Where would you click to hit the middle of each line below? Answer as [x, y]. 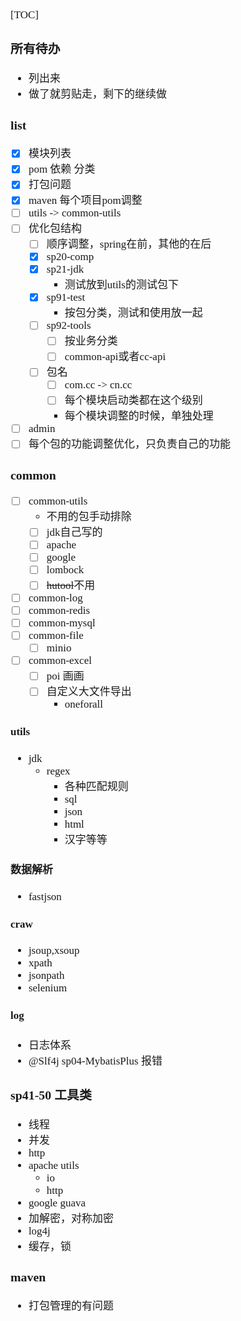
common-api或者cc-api [115, 357]
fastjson [45, 896]
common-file [56, 635]
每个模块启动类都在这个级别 [133, 400]
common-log [55, 598]
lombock [65, 570]
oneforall [84, 704]
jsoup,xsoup [54, 950]
